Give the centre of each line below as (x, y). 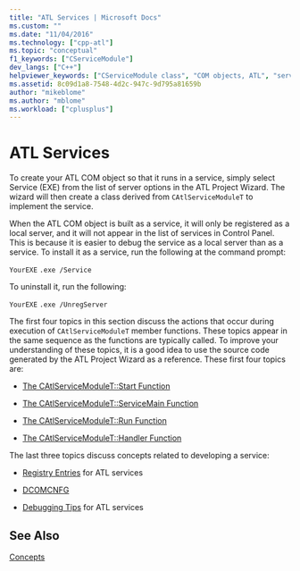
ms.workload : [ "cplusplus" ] (62, 109)
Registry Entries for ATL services (83, 473)
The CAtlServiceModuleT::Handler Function (102, 438)
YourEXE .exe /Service (50, 270)
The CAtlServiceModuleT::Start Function (96, 386)
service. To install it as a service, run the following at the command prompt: (148, 252)
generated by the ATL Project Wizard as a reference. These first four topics (147, 359)
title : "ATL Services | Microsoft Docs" (86, 17)
